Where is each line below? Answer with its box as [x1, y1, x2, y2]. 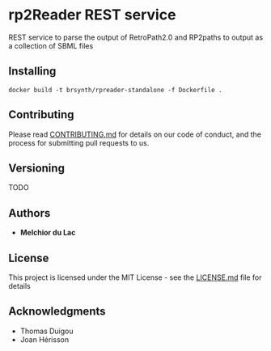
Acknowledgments [8, 305, 107, 319]
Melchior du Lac [19, 228, 76, 238]
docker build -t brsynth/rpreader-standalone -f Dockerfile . [8, 86, 222, 94]
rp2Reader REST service [8, 6, 176, 24]
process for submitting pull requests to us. [8, 137, 150, 147]
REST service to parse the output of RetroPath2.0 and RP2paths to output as [8, 32, 264, 42]
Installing [8, 65, 57, 78]
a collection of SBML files [8, 40, 94, 50]
